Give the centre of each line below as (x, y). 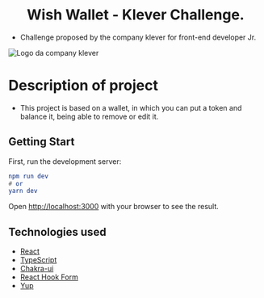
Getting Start (42, 142)
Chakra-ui (37, 269)
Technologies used (57, 232)
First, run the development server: (65, 161)
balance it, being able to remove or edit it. (89, 116)
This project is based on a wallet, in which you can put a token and (131, 107)
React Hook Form (49, 277)
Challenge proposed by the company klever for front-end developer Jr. (138, 37)
